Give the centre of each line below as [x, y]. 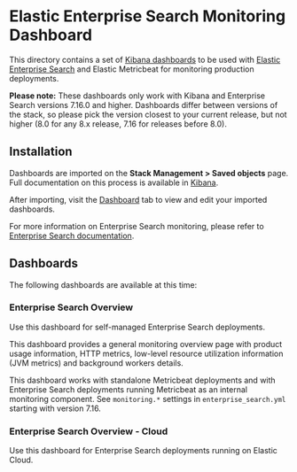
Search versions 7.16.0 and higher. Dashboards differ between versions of [144, 104]
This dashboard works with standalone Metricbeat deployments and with [143, 380]
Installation [41, 152]
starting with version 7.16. [55, 408]
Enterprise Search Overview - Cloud [89, 431]
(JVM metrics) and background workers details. [96, 363]
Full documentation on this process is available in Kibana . [114, 182]
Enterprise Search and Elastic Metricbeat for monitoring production [132, 69]
